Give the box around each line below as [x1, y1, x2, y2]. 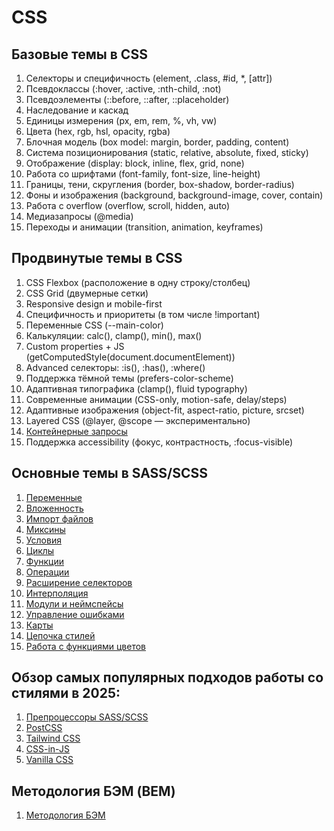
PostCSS [25, 722, 63, 734]
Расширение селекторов [25, 576, 133, 588]
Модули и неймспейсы [25, 597, 124, 610]
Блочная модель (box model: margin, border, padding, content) [25, 136, 290, 148]
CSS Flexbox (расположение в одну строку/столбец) [25, 276, 251, 288]
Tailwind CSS [25, 732, 81, 745]
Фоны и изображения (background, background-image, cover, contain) [25, 189, 324, 201]
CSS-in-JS [25, 743, 70, 755]
